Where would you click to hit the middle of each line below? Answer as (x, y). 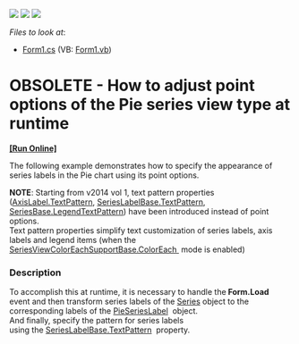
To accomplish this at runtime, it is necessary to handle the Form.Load (139, 292)
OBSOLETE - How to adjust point (132, 86)
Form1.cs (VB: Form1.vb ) (67, 50)
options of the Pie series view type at (150, 105)
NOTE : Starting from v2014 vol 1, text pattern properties (112, 192)
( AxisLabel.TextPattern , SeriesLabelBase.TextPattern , (107, 202)
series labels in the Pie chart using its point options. (104, 175)
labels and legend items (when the (73, 239)
